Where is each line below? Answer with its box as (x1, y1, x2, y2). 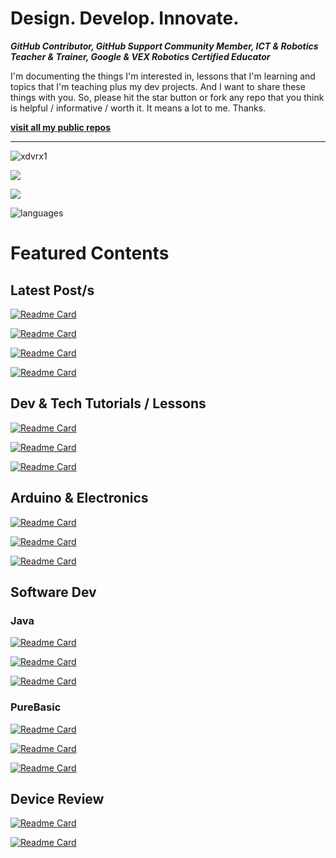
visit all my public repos (10, 121, 112, 133)
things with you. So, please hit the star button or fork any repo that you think (10, 91, 325, 103)
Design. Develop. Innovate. (10, 7, 240, 30)
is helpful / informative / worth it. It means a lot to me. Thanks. (10, 102, 267, 114)
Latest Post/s (10, 282, 95, 299)
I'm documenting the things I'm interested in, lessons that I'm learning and (10, 70, 316, 82)
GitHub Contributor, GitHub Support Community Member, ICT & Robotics (10, 40, 319, 52)
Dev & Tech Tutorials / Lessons (10, 395, 207, 412)
